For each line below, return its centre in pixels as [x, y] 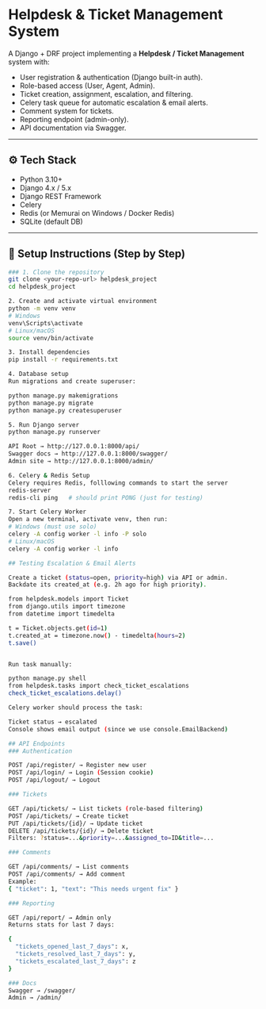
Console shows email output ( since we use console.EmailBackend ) [118, 729]
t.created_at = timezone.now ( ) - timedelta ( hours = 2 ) [97, 635]
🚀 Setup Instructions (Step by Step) [97, 254]
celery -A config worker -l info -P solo [78, 534]
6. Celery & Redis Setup [49, 475]
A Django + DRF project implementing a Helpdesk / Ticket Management [126, 53]
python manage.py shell [47, 679]
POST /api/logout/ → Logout [55, 780]
